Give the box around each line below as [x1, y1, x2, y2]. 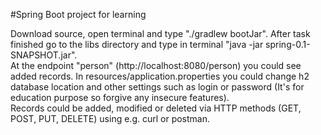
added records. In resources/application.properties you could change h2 [10, 70, 310, 82]
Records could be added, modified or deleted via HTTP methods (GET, [10, 102, 302, 114]
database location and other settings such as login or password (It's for [10, 81, 305, 93]
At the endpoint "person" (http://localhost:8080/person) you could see [10, 60, 302, 71]
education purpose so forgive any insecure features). [10, 92, 230, 103]
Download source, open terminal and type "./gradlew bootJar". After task [10, 28, 311, 39]
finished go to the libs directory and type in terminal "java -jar [10, 39, 264, 50]
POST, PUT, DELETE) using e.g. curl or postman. [10, 113, 211, 124]
